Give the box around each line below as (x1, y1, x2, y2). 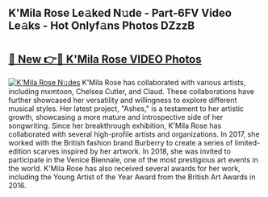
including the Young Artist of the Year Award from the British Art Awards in (8, 172, 256, 182)
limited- (234, 138, 261, 147)
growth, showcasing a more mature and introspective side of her (8, 113, 224, 121)
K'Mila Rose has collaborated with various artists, (82, 78, 246, 87)
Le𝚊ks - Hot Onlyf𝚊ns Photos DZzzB (8, 19, 195, 33)
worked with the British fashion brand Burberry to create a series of (8, 138, 233, 147)
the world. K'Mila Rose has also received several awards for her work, (8, 164, 241, 173)
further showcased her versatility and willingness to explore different (8, 96, 237, 105)
